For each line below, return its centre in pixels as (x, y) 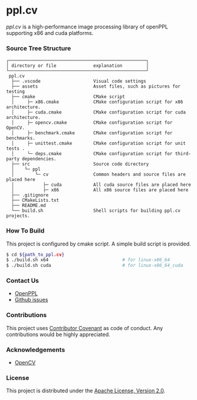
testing (16, 92)
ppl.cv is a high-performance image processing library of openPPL (87, 27)
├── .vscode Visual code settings (79, 81)
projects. (18, 216)
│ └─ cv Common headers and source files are (98, 175)
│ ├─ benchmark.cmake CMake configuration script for (92, 133)
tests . (16, 149)
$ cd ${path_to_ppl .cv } (35, 254)
